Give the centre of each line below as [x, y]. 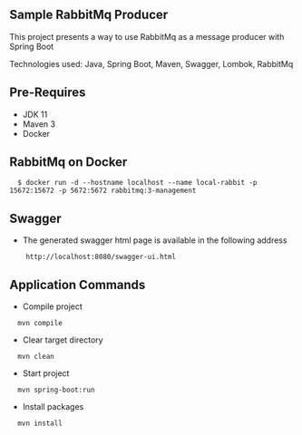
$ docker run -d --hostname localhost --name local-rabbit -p [137, 183]
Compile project [53, 306]
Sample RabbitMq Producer [89, 15]
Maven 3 [39, 124]
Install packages [53, 407]
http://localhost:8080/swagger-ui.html [101, 257]
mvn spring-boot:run [56, 390]
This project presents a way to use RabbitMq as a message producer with [147, 36]
